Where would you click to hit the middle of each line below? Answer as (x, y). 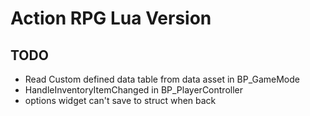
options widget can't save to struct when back (120, 100)
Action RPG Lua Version (111, 18)
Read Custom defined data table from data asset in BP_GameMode (162, 79)
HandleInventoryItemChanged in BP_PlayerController (133, 90)
